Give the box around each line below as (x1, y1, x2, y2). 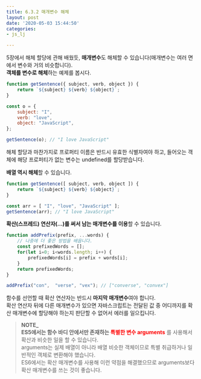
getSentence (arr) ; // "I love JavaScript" (6, 209, 115, 215)
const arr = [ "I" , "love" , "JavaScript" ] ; (6, 203, 120, 209)
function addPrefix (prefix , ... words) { (6, 232, 110, 239)
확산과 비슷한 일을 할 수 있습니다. (21, 336, 98, 343)
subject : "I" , (17, 109, 53, 115)
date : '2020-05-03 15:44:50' (6, 20, 80, 26)
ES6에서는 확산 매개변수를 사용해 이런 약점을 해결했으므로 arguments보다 (21, 359, 195, 366)
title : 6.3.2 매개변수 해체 (6, 8, 69, 15)
